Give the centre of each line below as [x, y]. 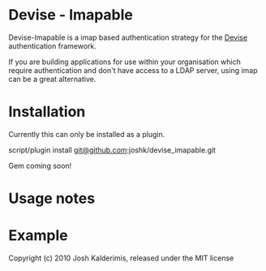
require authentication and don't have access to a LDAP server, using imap [133, 70]
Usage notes [52, 198]
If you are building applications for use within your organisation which [124, 62]
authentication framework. [53, 45]
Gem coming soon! [40, 166]
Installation [47, 112]
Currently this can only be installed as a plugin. [87, 134]
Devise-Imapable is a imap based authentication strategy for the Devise [128, 37]
